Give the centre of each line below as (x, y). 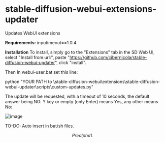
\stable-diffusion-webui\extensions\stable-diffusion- (106, 82)
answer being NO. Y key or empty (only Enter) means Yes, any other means (82, 101)
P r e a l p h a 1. (83, 135)
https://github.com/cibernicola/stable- (108, 57)
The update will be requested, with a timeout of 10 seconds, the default (77, 96)
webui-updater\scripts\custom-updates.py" (49, 86)
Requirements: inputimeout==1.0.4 (41, 42)
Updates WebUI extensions (33, 33)
